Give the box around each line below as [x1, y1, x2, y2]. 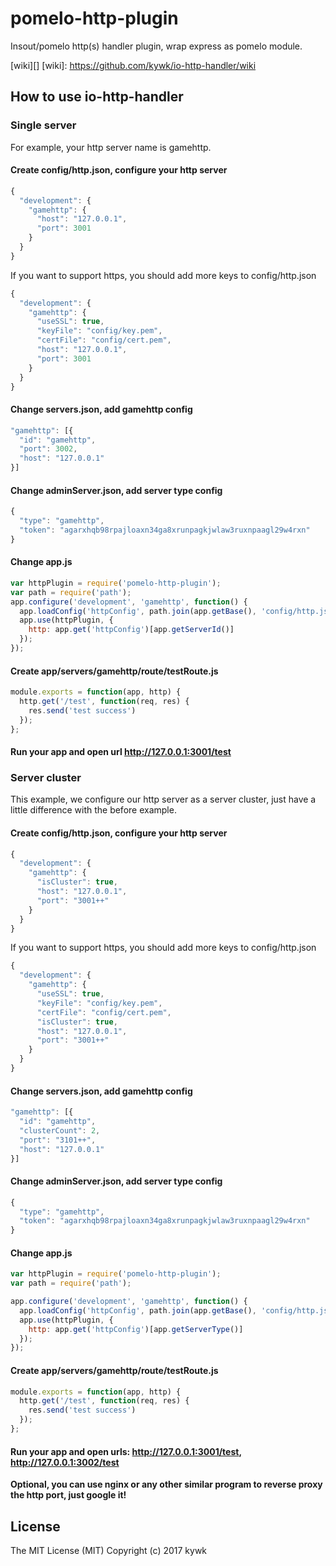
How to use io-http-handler [10, 88, 184, 106]
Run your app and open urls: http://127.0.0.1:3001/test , [10, 1445, 242, 1457]
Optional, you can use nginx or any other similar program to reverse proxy [10, 1478, 323, 1491]
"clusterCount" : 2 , [19, 1125, 101, 1136]
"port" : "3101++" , [19, 1135, 97, 1145]
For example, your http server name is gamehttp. [10, 141, 212, 153]
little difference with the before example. [10, 804, 177, 816]
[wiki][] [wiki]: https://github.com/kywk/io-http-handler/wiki [10, 59, 257, 71]
